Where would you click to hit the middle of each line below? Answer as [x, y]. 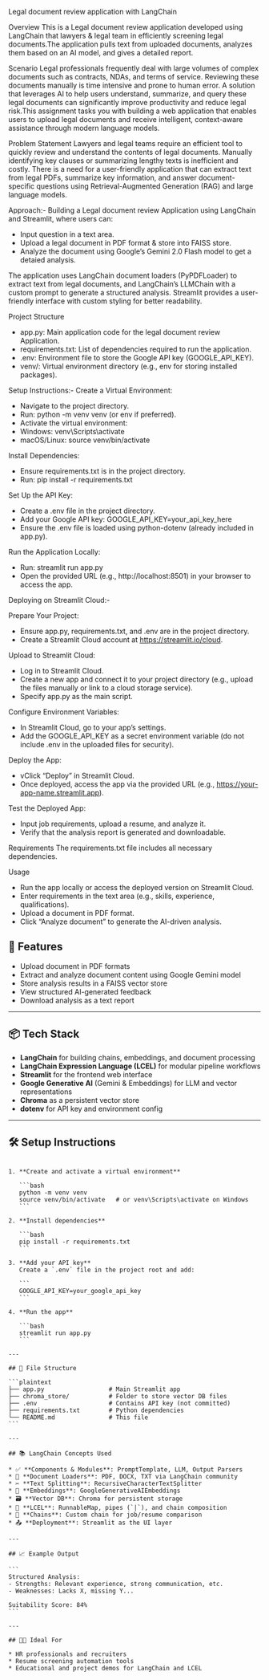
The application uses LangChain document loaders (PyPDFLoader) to [123, 275]
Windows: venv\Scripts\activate [72, 431]
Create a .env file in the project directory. [88, 511]
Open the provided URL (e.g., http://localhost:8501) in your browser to [135, 576]
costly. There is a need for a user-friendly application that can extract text [130, 169]
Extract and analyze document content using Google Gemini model [130, 974]
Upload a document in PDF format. [77, 913]
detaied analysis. [48, 260]
